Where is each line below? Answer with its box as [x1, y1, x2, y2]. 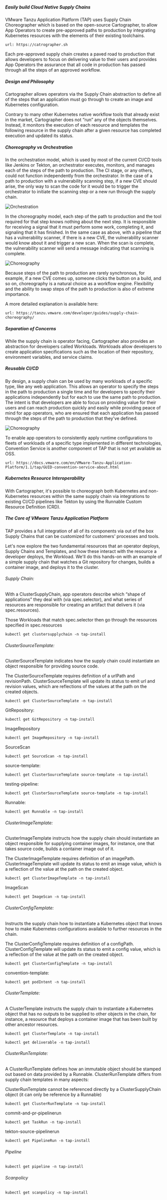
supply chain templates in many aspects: [5, 1076, 89, 1082]
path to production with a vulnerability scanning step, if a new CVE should [5, 178, 157, 184]
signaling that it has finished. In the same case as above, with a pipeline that [5, 229, 162, 235]
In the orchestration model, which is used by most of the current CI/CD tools [5, 157, 162, 163]
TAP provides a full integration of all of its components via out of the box [5, 528, 154, 534]
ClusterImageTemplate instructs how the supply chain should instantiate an [5, 835, 160, 841]
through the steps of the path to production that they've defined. [5, 415, 138, 421]
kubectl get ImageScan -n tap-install [5, 894, 86, 899]
